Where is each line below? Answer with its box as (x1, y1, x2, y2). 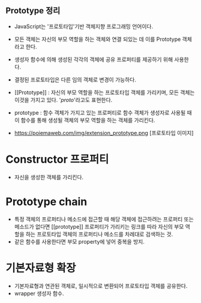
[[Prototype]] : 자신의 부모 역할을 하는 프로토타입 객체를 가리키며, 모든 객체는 (14, 89, 195, 96)
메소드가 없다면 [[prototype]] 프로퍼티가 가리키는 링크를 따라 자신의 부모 (14, 223, 184, 230)
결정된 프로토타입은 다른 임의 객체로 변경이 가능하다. (14, 76, 136, 83)
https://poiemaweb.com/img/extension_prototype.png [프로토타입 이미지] (14, 129, 194, 136)
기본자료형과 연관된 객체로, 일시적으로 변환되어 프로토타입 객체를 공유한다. (14, 282, 188, 289)
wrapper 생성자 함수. (14, 290, 64, 297)
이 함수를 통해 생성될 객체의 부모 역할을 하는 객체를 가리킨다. (14, 116, 155, 124)
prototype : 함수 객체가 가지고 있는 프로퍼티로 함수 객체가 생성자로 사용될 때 (14, 109, 193, 116)
